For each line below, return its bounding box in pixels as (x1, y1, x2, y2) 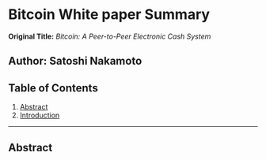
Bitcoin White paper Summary (8, 6, 211, 24)
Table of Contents (8, 81, 99, 95)
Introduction (19, 110, 60, 120)
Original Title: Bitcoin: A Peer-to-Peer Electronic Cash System (8, 32, 211, 41)
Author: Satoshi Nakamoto (8, 54, 142, 68)
